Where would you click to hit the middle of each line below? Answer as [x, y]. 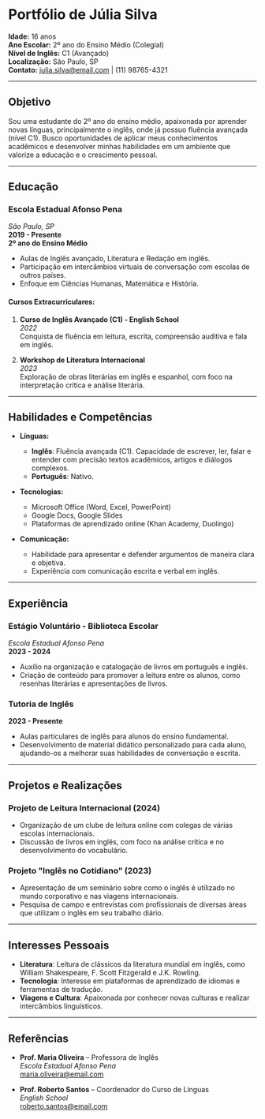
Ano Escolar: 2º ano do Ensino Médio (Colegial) [86, 44]
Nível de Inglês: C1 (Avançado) [59, 53]
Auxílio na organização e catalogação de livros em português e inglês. [134, 667]
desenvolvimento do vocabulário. [74, 851]
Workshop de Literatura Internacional [82, 360]
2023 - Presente [35, 721]
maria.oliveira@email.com [62, 1074]
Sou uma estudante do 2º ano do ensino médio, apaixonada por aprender [127, 121]
